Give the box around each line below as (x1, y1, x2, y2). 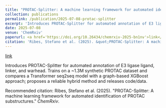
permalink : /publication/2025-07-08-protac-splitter (5, 16, 116, 21)
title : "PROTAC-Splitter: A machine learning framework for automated (5, 7, 154, 12)
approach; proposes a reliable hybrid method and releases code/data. (5, 78, 147, 84)
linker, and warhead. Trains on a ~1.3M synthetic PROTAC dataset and (5, 68, 147, 73)
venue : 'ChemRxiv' (5, 30, 43, 35)
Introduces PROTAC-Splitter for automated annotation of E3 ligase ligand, (5, 62, 155, 68)
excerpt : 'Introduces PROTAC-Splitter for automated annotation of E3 (5, 21, 154, 26)
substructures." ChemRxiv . (5, 98, 60, 104)
